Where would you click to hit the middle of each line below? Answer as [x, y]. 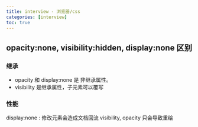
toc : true [18, 22]
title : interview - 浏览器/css [43, 11]
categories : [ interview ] [37, 17]
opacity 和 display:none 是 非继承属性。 [63, 80]
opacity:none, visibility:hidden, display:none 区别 [99, 48]
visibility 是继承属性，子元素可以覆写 [59, 87]
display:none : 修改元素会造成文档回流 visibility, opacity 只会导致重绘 [90, 118]
